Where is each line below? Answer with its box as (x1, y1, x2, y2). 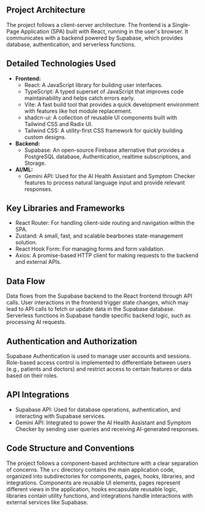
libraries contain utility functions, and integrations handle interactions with (6, 492, 193, 499)
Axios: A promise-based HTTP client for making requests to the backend (15, 252, 199, 259)
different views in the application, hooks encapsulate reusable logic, (6, 485, 178, 492)
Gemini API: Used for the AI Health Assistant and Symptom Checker (24, 172, 196, 179)
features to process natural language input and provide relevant (24, 179, 185, 186)
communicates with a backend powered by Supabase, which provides (6, 34, 184, 42)
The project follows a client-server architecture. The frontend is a (6, 21, 171, 28)
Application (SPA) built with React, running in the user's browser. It (20, 28, 188, 35)
